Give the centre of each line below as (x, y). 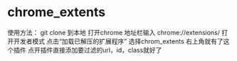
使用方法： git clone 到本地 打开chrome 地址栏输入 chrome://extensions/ (114, 32)
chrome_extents (56, 12)
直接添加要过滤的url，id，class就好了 (107, 50)
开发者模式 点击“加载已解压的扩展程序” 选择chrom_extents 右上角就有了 (118, 41)
